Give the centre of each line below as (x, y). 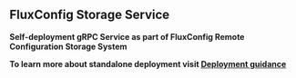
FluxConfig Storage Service (90, 15)
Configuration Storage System (68, 46)
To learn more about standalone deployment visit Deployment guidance (148, 63)
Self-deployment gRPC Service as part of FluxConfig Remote (127, 36)
